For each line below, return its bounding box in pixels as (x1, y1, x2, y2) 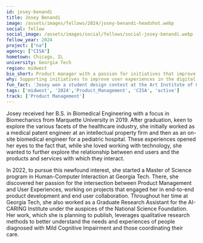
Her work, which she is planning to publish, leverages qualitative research (6, 211, 190, 218)
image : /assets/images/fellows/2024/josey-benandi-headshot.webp (6, 20, 174, 26)
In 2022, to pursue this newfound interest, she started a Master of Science (6, 166, 192, 173)
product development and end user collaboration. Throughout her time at (6, 192, 188, 199)
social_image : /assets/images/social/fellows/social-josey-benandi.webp (6, 31, 193, 37)
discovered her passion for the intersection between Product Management (6, 179, 192, 186)
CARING (6, 205, 27, 212)
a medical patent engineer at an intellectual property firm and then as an (6, 129, 186, 136)
